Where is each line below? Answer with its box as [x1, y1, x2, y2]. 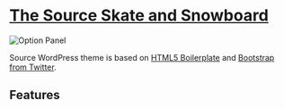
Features [9, 88, 60, 103]
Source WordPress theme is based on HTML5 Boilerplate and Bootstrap [9, 52, 275, 63]
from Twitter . [9, 62, 57, 72]
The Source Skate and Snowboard [9, 5, 270, 26]
